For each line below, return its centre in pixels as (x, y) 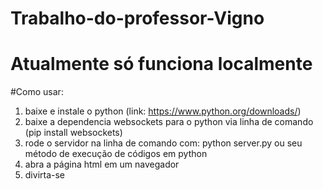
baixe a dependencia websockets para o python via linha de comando (169, 122)
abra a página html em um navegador (102, 164)
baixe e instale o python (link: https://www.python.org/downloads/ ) (163, 111)
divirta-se (45, 175)
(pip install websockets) (73, 133)
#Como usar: (37, 92)
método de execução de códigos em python (116, 154)
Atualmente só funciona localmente (161, 64)
